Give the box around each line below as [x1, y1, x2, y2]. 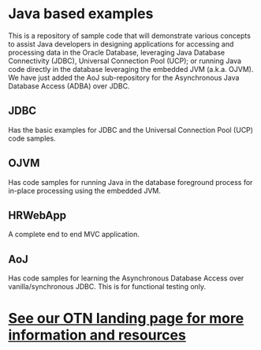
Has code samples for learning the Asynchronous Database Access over [8, 273, 244, 283]
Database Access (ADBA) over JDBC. [8, 81, 130, 91]
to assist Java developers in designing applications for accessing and [8, 39, 234, 48]
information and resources [8, 326, 187, 344]
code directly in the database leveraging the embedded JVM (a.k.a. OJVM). [8, 64, 254, 73]
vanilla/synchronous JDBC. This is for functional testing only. [8, 282, 207, 292]
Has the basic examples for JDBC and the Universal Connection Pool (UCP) [8, 125, 254, 134]
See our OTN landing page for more [8, 310, 244, 328]
